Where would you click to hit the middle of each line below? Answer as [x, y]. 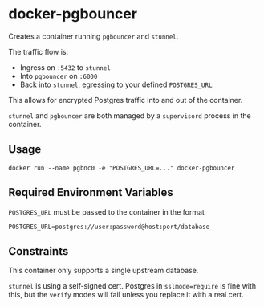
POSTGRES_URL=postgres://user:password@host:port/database [109, 227]
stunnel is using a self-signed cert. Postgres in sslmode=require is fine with [132, 286]
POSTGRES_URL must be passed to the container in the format [106, 212]
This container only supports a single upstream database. [104, 271]
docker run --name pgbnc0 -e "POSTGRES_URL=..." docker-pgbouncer [122, 168]
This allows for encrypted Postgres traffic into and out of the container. [126, 100]
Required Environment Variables [91, 192]
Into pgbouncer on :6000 [59, 76]
